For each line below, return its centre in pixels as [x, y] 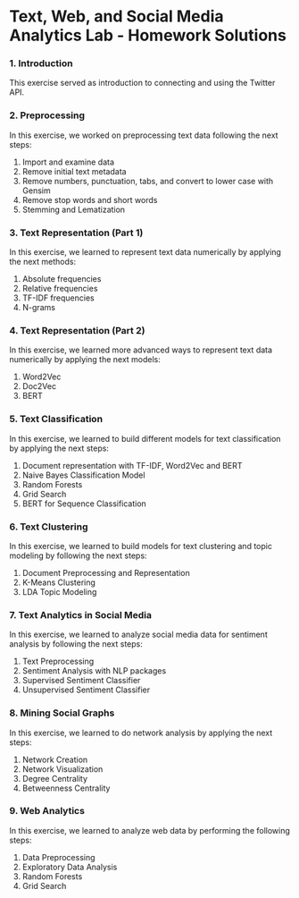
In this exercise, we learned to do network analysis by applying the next [141, 733]
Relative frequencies [60, 289]
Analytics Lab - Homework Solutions [148, 35]
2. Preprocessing [47, 115]
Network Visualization [62, 769]
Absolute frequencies [62, 279]
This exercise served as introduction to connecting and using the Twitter [142, 83]
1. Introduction [41, 64]
